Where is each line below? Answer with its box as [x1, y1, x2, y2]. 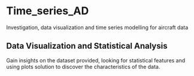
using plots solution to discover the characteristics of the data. [6, 63, 160, 70]
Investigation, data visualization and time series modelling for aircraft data [6, 24, 189, 31]
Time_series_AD [6, 4, 89, 18]
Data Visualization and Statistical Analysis [6, 41, 168, 51]
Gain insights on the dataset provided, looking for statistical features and [6, 56, 186, 64]
